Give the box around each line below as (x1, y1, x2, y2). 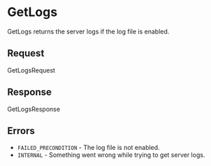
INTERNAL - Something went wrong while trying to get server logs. (17, 151, 205, 159)
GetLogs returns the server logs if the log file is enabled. (7, 27, 170, 36)
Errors (7, 125, 35, 137)
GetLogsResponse (7, 105, 61, 113)
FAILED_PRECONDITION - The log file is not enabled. (17, 144, 160, 152)
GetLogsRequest (7, 66, 56, 74)
